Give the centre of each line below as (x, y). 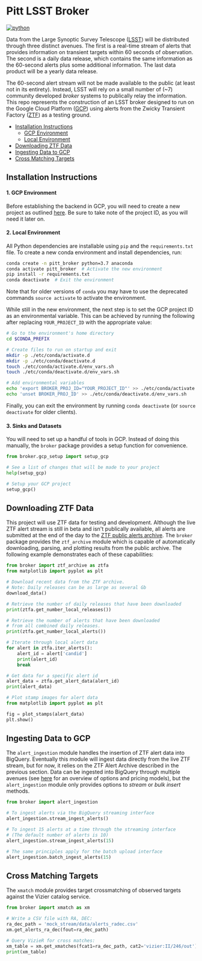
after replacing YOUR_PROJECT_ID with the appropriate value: (79, 322)
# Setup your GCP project (38, 484)
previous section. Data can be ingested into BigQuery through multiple (93, 772)
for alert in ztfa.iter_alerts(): (50, 648)
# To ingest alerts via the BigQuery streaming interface (80, 813)
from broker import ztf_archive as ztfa (58, 566)
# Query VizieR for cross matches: (51, 941)
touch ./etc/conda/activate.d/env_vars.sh (60, 367)
